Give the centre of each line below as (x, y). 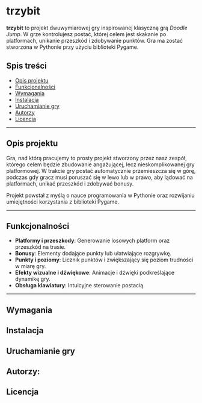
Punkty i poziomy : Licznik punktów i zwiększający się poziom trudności (104, 260)
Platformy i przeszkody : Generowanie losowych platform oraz (92, 241)
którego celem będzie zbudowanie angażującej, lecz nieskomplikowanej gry (100, 164)
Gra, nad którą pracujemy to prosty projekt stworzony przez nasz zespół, (97, 158)
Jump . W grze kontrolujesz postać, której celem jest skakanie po (86, 34)
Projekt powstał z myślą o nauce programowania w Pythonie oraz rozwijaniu (101, 195)
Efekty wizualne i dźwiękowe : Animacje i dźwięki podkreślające (95, 273)
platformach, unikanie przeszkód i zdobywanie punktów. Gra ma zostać (95, 40)
